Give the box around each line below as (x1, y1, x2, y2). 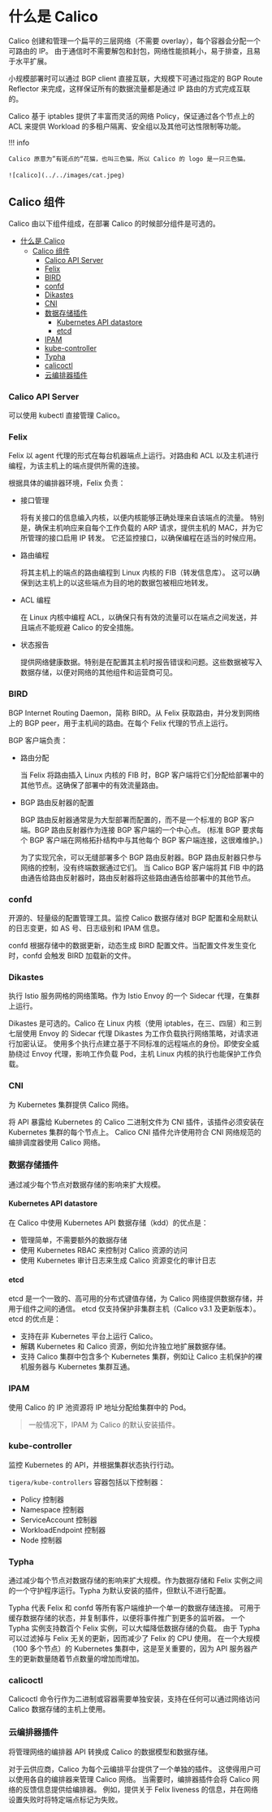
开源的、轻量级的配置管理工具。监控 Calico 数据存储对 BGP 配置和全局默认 (8, 913, 258, 922)
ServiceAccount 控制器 (19, 1515, 97, 1525)
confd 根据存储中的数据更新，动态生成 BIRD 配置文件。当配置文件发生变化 (8, 940, 257, 950)
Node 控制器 (19, 1535, 63, 1545)
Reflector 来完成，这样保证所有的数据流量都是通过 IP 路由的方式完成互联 (8, 83, 251, 94)
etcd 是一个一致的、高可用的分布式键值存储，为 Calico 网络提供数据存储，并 (8, 1293, 264, 1303)
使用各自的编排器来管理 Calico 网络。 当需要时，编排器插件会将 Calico (15, 1774, 251, 1784)
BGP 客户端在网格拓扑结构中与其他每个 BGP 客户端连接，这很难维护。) (29, 835, 263, 845)
